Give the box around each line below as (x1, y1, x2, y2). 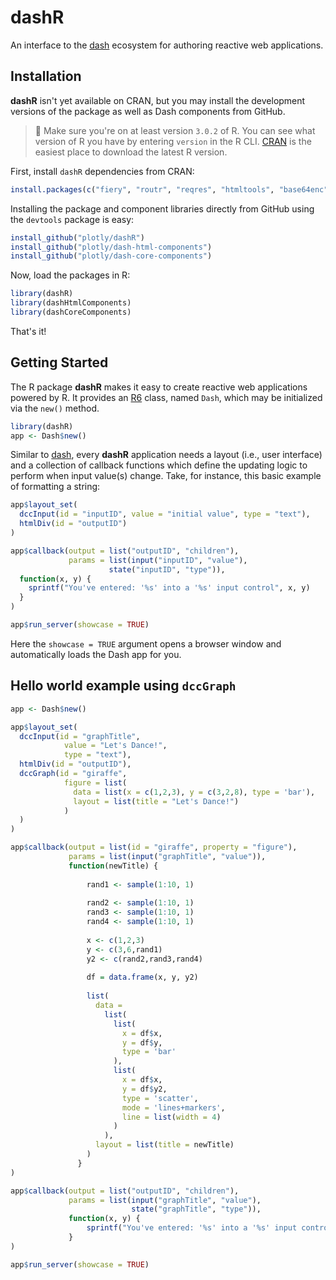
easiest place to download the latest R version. (34, 146, 228, 158)
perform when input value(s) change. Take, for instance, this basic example (10, 470, 322, 482)
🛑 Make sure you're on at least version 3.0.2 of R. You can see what (34, 124, 316, 136)
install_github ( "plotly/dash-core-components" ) (10, 251, 213, 261)
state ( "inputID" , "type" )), (108, 564, 226, 575)
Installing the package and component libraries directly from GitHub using (10, 202, 315, 215)
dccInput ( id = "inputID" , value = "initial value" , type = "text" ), (19, 509, 311, 520)
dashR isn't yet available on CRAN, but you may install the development (10, 94, 306, 106)
